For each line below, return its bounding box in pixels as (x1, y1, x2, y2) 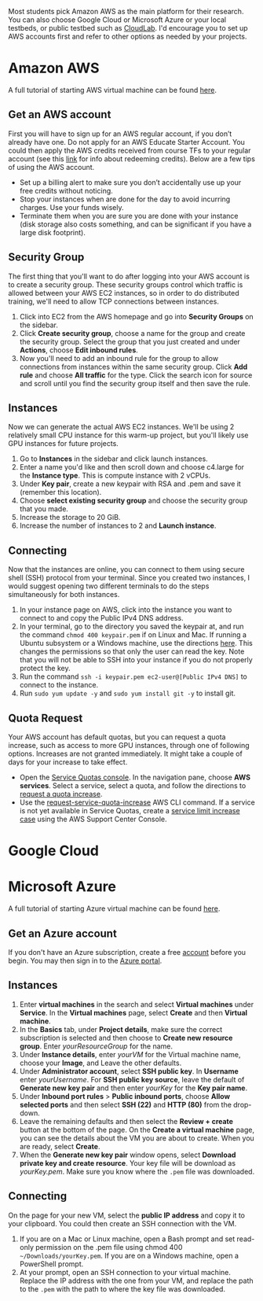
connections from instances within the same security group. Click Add (19, 362, 248, 371)
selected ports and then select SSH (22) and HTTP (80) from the (19, 1100, 232, 1109)
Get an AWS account (8, 108, 111, 121)
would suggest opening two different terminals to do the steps (8, 581, 210, 591)
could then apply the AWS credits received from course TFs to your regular (8, 146, 251, 155)
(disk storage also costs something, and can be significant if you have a (19, 219, 252, 229)
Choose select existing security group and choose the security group (19, 496, 248, 506)
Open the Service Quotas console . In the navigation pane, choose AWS (19, 772, 251, 782)
